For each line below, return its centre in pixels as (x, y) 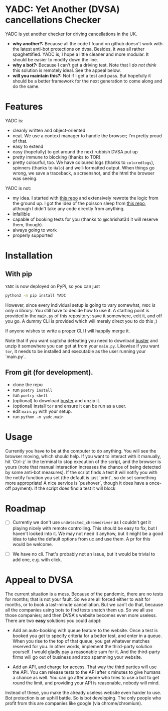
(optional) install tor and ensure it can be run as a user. (69, 406)
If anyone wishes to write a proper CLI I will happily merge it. (68, 331)
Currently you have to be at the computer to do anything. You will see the (81, 451)
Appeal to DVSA (39, 580)
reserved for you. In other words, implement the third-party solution (82, 646)
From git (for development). (49, 372)
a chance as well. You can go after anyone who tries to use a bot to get (86, 677)
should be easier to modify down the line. (55, 59)
